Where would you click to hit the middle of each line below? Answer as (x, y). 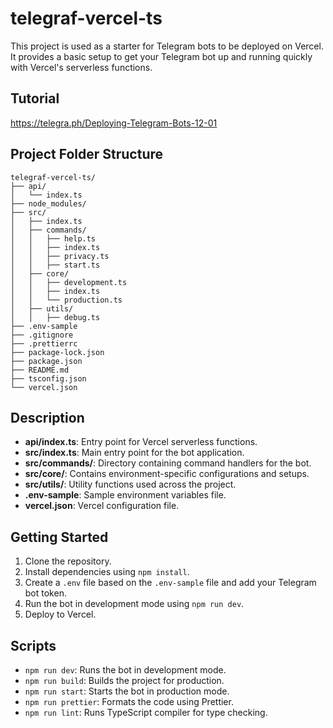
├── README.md (40, 370)
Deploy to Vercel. (60, 614)
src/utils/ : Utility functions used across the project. (130, 484)
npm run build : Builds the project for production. (124, 680)
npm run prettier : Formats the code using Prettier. (129, 701)
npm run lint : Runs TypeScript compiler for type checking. (146, 712)
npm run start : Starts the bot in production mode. (127, 691)
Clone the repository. (68, 561)
